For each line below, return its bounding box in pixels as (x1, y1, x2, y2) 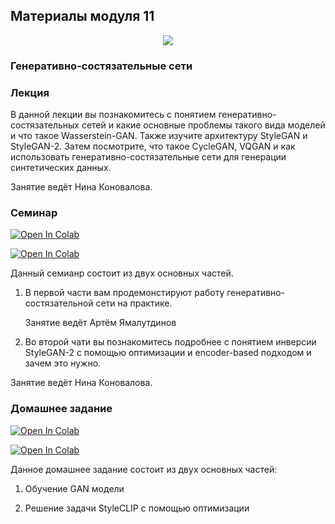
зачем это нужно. (24, 357, 102, 369)
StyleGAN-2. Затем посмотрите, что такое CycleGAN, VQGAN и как (10, 140, 296, 153)
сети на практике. (95, 297, 173, 309)
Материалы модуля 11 (10, 8, 155, 25)
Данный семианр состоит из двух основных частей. (10, 267, 234, 279)
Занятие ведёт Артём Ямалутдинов (24, 317, 177, 329)
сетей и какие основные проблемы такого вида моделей (81, 119, 326, 131)
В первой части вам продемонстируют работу (24, 287, 225, 299)
